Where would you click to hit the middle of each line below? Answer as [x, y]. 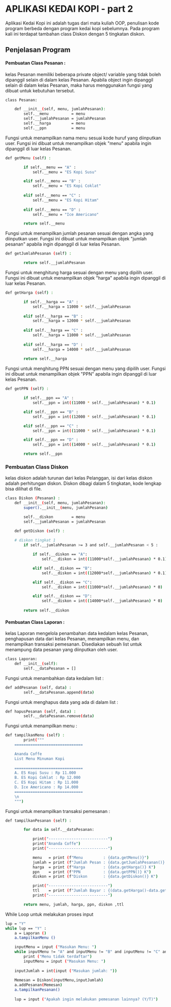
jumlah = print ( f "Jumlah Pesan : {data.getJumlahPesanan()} [99, 862]
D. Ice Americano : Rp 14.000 [47, 787]
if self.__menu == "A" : [50, 167]
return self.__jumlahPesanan [54, 263]
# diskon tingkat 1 [35, 541]
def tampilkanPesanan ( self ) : [38, 820]
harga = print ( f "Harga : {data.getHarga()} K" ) [94, 867]
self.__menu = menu [54, 114]
